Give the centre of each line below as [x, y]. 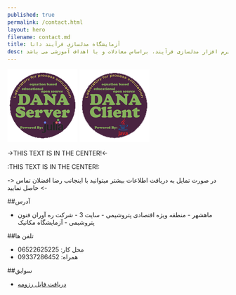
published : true [31, 15]
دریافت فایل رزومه [42, 284]
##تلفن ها [20, 236]
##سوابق [20, 270]
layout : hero [26, 29]
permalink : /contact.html [45, 22]
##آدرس [19, 201]
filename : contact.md [39, 37]
